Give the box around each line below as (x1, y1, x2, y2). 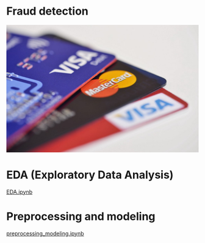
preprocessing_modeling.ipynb (6, 230, 84, 237)
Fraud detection (6, 4, 88, 18)
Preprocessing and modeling (6, 209, 156, 223)
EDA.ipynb (6, 188, 33, 195)
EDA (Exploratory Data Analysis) (6, 168, 174, 181)
